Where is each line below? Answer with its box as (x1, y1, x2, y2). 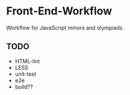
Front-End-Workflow (6, 4, 113, 18)
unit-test (14, 70, 37, 78)
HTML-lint (14, 57, 40, 64)
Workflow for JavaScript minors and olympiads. (6, 24, 125, 31)
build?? (14, 83, 33, 90)
